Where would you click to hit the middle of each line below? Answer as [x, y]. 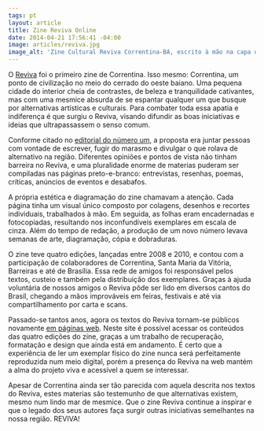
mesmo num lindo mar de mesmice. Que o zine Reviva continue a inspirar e [130, 402]
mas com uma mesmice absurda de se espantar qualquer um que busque [127, 100]
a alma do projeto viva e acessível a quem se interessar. [99, 370]
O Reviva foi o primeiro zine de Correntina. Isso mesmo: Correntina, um [123, 74]
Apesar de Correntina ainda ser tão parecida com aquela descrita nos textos [132, 385]
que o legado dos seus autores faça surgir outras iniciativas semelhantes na [131, 410]
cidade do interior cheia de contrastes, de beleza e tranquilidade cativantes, [131, 91]
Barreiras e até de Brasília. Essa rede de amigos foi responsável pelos [121, 271]
